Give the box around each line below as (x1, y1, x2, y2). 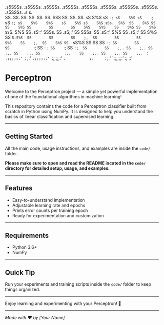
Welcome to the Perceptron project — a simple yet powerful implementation (5, 88, 158, 94)
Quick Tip (5, 268, 35, 277)
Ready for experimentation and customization (12, 212, 104, 218)
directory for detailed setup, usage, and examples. (5, 165, 110, 171)
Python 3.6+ (12, 244, 38, 250)
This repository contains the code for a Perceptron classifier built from (5, 103, 147, 109)
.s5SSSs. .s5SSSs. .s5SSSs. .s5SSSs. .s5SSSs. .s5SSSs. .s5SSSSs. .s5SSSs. (5, 4, 159, 10)
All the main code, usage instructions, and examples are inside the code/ (5, 145, 151, 151)
